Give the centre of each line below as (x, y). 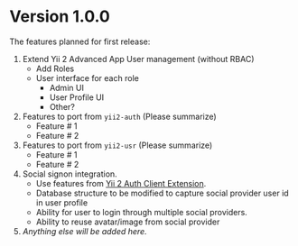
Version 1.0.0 (60, 17)
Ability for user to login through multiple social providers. (142, 212)
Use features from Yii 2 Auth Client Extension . (121, 183)
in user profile (62, 202)
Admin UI (66, 87)
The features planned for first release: (80, 41)
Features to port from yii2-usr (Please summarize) (117, 145)
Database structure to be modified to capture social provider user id (162, 193)
